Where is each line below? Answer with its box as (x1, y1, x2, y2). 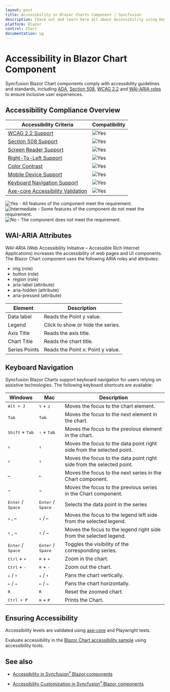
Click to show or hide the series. (44, 321, 120, 328)
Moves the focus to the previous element (65, 425, 162, 433)
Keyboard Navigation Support (8, 179, 78, 186)
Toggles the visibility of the (65, 541, 129, 548)
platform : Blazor (5, 21, 42, 27)
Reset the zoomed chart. (65, 588, 123, 596)
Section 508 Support (8, 138, 58, 145)
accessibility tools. (5, 643, 44, 649)
